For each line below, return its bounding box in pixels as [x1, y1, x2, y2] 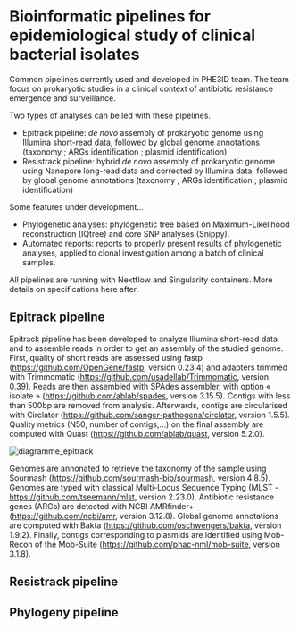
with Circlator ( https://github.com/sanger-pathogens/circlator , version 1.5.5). [9, 409, 290, 420]
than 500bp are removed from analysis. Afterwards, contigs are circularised [9, 399, 288, 410]
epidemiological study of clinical [9, 25, 256, 46]
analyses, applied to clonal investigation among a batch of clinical [21, 247, 264, 258]
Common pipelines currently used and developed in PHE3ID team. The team [9, 73, 290, 84]
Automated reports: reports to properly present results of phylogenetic [21, 238, 283, 248]
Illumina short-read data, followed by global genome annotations [21, 137, 261, 147]
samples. [21, 256, 56, 267]
